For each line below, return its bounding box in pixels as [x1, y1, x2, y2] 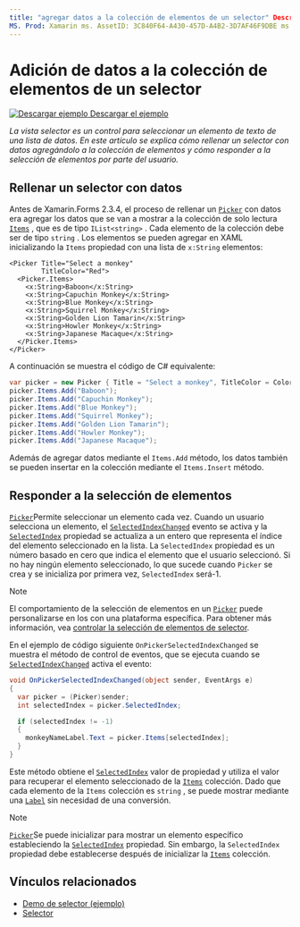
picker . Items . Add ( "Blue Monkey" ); [9, 403, 138, 412]
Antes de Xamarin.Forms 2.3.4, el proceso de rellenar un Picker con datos [9, 204, 281, 215]
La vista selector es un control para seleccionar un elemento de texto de [9, 126, 277, 137]
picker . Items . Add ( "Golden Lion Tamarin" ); [9, 419, 170, 429]
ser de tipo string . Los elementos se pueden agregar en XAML [9, 232, 244, 243]
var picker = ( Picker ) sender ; [17, 692, 129, 702]
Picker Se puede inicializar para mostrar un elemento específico [9, 829, 244, 840]
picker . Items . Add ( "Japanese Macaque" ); [9, 436, 158, 445]
